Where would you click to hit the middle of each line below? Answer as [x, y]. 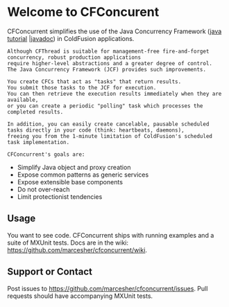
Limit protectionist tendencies [60, 196]
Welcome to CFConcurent [83, 12]
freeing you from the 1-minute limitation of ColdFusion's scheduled [110, 136]
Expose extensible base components [70, 182]
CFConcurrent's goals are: [46, 154]
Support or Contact [50, 272]
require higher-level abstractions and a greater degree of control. [110, 63]
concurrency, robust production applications [74, 57]
